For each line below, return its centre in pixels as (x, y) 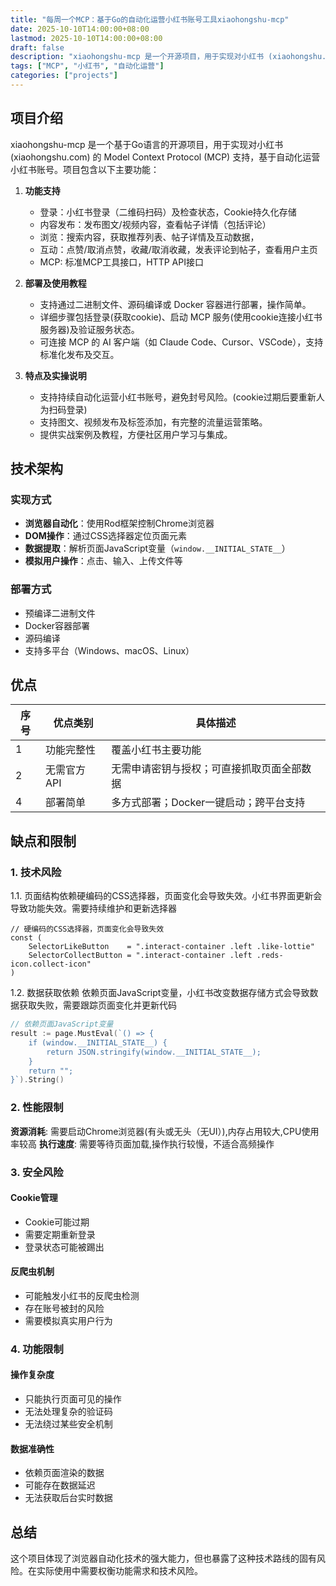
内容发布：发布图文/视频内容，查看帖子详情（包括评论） (155, 224)
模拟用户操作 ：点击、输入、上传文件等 (103, 561)
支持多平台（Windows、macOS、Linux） (109, 650)
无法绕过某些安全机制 (68, 1424)
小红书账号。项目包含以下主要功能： (85, 169)
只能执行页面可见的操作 (73, 1399)
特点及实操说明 (55, 375)
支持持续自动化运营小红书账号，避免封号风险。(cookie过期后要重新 (178, 397)
